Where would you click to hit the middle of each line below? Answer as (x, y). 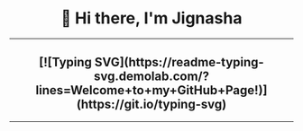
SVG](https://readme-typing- (179, 62)
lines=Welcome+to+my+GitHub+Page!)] (151, 90)
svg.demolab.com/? (151, 77)
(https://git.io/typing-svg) (151, 105)
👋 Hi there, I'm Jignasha (151, 18)
